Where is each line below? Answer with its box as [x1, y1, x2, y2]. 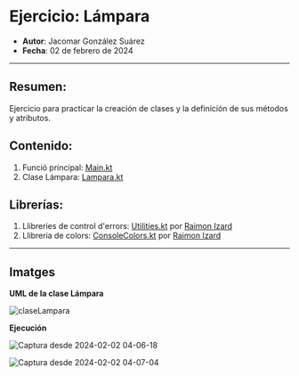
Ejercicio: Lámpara [9, 6, 150, 27]
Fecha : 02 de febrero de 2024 [21, 45, 133, 55]
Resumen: [9, 79, 67, 94]
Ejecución [9, 323, 47, 333]
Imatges [9, 265, 56, 280]
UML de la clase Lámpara [9, 288, 104, 299]
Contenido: [9, 138, 73, 153]
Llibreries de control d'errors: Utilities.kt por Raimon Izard [21, 221, 233, 232]
